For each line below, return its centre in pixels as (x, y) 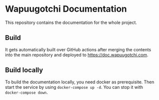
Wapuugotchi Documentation (66, 9)
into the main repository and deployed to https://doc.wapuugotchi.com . (77, 55)
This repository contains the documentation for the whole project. (71, 22)
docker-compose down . (27, 92)
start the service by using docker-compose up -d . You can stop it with (74, 87)
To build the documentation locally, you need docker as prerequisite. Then (80, 82)
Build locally (24, 70)
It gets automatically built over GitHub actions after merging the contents (78, 49)
